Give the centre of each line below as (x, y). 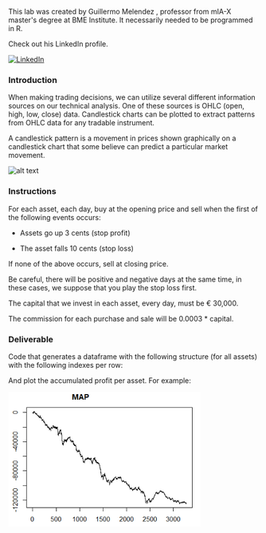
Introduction (33, 80)
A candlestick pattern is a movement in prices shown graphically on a (122, 138)
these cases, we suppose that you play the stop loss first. (103, 287)
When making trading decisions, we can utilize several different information (132, 97)
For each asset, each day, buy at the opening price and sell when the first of (133, 209)
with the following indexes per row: (66, 365)
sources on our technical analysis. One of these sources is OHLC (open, (126, 106)
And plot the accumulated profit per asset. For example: (100, 380)
